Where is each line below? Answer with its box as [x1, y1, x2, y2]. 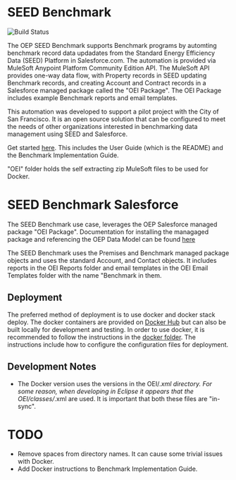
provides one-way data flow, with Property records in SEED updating [7, 71, 207, 80]
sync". [17, 402, 37, 410]
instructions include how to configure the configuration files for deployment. [7, 340, 229, 349]
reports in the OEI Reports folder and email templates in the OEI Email [7, 264, 209, 272]
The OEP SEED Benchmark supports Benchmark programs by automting [7, 41, 217, 49]
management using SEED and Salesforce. [7, 130, 128, 138]
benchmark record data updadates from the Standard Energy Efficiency [7, 49, 216, 57]
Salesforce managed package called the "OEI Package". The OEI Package [7, 86, 222, 94]
